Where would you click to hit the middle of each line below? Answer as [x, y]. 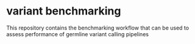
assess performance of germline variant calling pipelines [78, 34]
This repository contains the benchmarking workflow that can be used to [98, 28]
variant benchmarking [64, 11]
